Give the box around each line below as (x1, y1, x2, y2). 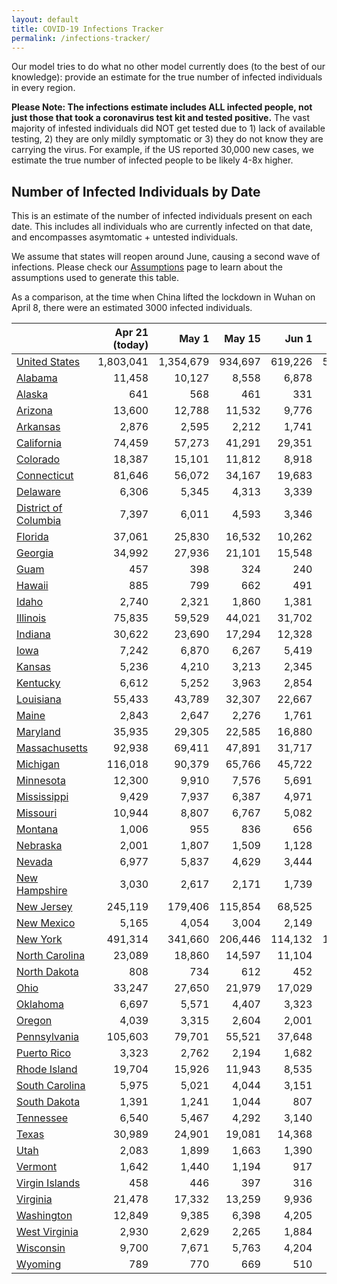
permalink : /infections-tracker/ (11, 33, 151, 43)
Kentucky (16, 676, 61, 690)
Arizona (16, 404, 53, 418)
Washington (16, 1209, 73, 1223)
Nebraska (16, 839, 63, 853)
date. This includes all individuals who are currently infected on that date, (11, 221, 314, 233)
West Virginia (16, 1225, 79, 1239)
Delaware (16, 485, 61, 499)
